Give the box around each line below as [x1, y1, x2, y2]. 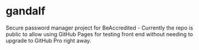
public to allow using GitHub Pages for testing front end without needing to [5, 30, 194, 37]
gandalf [5, 4, 46, 18]
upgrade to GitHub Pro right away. [5, 37, 92, 44]
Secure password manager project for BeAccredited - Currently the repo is [5, 24, 194, 31]
